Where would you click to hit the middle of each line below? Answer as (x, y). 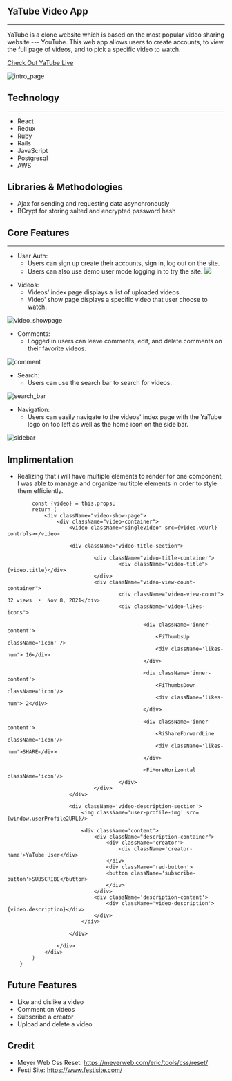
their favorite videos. (57, 348)
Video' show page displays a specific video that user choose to (118, 300)
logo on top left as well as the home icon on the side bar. (108, 425)
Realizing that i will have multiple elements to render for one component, (120, 476)
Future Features (42, 985)
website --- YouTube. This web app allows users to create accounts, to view (116, 42)
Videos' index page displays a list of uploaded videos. (104, 292)
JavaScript (32, 150)
